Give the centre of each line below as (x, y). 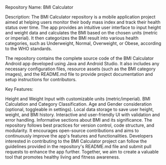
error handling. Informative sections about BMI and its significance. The (79, 120)
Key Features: (19, 89)
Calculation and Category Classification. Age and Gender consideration (79, 104)
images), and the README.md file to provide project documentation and (79, 74)
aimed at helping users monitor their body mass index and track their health (83, 22)
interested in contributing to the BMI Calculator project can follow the (76, 141)
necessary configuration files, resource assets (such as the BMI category (81, 69)
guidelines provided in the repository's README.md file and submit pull (78, 146)
